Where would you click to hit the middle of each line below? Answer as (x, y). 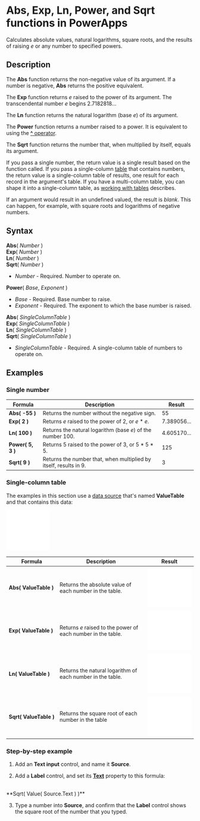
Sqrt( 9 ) (19, 462)
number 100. (59, 436)
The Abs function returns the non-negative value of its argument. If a (91, 79)
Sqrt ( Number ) (25, 264)
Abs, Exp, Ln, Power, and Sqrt (81, 10)
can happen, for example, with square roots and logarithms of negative (93, 206)
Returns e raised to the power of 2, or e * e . (96, 421)
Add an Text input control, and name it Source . (73, 764)
